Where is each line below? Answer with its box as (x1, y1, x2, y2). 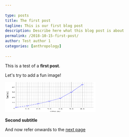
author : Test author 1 (5, 39, 51, 44)
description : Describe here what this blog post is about (5, 28, 124, 34)
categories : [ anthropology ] (5, 44, 62, 49)
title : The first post (5, 18, 51, 23)
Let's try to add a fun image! (5, 72, 61, 78)
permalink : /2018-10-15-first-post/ (5, 34, 79, 38)
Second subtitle (5, 117, 38, 123)
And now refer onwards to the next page (5, 126, 86, 132)
